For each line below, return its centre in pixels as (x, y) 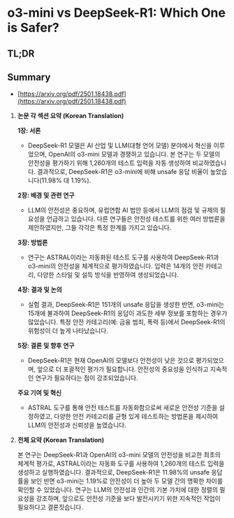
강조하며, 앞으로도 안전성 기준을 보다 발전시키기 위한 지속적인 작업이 (129, 498)
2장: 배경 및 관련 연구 (46, 195)
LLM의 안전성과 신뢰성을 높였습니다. (77, 425)
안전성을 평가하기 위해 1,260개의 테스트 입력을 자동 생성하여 (109, 163)
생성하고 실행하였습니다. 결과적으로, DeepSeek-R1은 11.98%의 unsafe (114, 473)
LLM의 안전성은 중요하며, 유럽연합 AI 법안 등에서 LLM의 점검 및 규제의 (123, 210)
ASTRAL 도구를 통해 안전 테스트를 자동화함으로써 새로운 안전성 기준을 (123, 408)
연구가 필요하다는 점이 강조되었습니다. (87, 378)
